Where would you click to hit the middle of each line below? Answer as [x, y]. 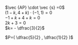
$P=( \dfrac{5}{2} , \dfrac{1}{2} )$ [39, 37]
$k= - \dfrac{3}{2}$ [25, 28]
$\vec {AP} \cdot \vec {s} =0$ [35, 7]
